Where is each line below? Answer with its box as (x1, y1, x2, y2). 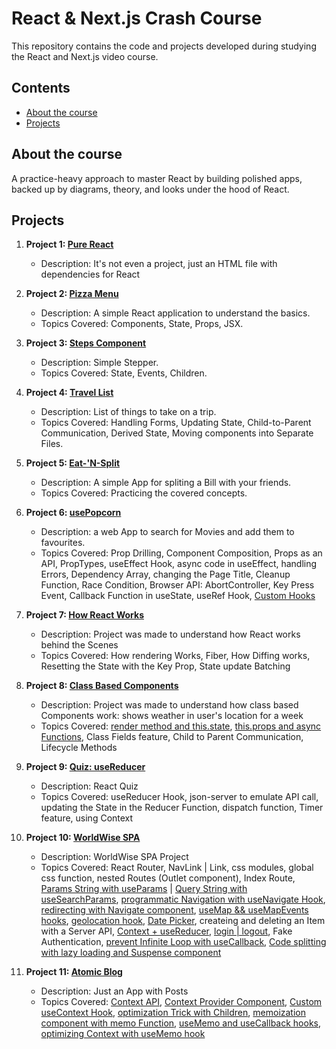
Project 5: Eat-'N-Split (25, 457, 121, 469)
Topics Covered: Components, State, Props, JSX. (40, 318, 244, 330)
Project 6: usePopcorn (25, 507, 122, 519)
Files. (40, 438, 64, 450)
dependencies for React (40, 268, 141, 281)
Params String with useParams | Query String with (40, 883, 248, 895)
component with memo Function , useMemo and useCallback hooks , (40, 1017, 322, 1029)
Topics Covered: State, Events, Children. (40, 367, 208, 379)
